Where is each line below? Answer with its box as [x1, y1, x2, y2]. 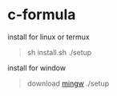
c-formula [7, 6, 76, 24]
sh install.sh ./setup [26, 47, 92, 57]
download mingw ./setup [26, 78, 110, 88]
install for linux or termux [7, 32, 90, 42]
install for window [7, 62, 66, 73]
